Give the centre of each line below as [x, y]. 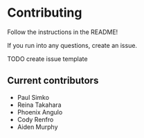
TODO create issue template [47, 59]
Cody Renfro [35, 119]
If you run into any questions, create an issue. [72, 45]
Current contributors [53, 81]
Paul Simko [33, 97]
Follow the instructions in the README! [63, 32]
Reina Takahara [39, 105]
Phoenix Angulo [40, 112]
